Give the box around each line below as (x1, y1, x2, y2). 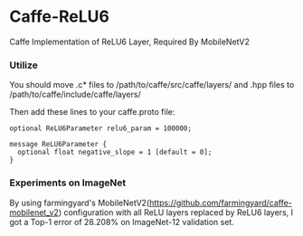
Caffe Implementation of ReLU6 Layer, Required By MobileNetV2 (9, 36, 251, 47)
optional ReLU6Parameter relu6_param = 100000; (9, 124, 193, 133)
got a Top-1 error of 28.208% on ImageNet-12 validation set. (9, 216, 235, 227)
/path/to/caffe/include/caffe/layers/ (9, 89, 142, 100)
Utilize (9, 59, 39, 71)
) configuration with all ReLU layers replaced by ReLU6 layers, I (58, 206, 294, 218)
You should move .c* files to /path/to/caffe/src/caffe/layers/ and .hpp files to (9, 80, 295, 90)
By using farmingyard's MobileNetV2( (9, 197, 150, 208)
